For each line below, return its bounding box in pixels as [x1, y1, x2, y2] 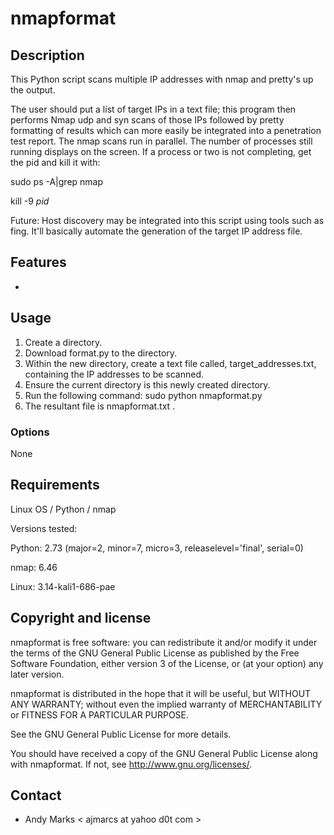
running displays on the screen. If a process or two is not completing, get [10, 146, 312, 157]
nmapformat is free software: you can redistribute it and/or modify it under [10, 636, 318, 648]
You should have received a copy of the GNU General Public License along [10, 747, 318, 759]
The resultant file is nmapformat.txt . [24, 400, 176, 412]
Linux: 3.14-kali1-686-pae [10, 580, 116, 592]
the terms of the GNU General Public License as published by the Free [10, 647, 300, 659]
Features [10, 254, 67, 271]
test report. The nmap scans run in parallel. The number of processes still [10, 135, 313, 147]
